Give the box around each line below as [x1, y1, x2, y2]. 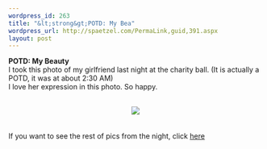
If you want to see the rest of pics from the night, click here [8, 131, 206, 141]
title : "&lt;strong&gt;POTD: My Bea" [8, 19, 136, 27]
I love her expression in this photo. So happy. [8, 82, 158, 92]
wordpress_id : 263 [8, 11, 70, 20]
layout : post [8, 34, 52, 43]
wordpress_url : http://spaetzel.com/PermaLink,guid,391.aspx [8, 27, 219, 35]
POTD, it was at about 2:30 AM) [8, 73, 114, 83]
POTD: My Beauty [8, 56, 70, 66]
